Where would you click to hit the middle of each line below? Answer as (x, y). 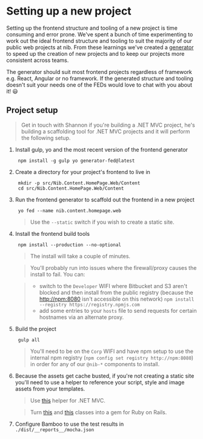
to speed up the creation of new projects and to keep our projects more (95, 53)
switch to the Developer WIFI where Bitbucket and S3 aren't (113, 286)
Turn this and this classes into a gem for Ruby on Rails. (98, 412)
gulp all (29, 340)
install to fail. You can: (58, 274)
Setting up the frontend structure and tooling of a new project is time (92, 28)
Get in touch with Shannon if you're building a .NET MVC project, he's (108, 125)
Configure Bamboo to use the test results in (69, 424)
